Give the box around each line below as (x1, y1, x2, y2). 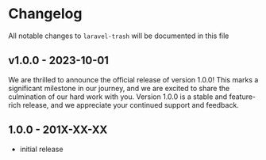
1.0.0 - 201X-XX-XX (8, 124, 108, 137)
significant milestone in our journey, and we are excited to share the (8, 83, 230, 93)
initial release (19, 144, 64, 154)
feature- (229, 92, 256, 101)
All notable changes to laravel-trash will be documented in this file (8, 31, 229, 40)
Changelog (8, 5, 83, 23)
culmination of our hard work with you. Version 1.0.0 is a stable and (8, 92, 228, 101)
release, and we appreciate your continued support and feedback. (22, 100, 240, 109)
